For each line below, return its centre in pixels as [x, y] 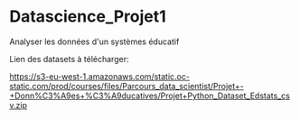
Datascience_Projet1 [88, 17]
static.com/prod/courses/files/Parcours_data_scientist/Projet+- [127, 86]
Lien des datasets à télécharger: [69, 59]
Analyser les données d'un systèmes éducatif [94, 41]
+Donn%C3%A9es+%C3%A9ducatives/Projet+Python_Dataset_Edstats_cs [150, 96]
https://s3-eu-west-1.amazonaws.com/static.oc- [99, 76]
